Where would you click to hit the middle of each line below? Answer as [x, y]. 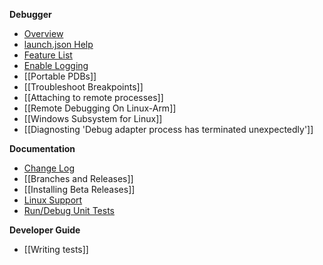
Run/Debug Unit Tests [69, 210]
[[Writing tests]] [56, 249]
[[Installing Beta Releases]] [79, 189]
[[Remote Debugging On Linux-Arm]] [100, 108]
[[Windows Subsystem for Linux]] [93, 118]
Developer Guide [45, 230]
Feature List [48, 55]
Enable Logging [56, 65]
